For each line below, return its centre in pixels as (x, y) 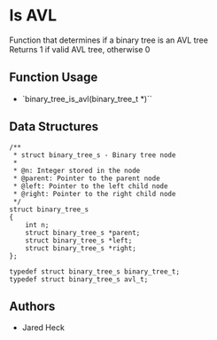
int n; (37, 225)
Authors (32, 306)
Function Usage (54, 78)
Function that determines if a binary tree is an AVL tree (108, 40)
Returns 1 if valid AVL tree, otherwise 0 (80, 49)
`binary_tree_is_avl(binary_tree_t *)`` (87, 99)
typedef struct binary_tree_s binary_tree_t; (94, 272)
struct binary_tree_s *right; (81, 248)
